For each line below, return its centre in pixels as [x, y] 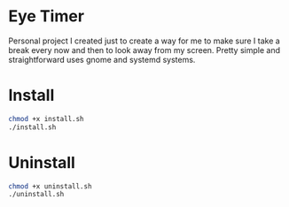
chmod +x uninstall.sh [50, 186]
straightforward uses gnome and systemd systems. [102, 59]
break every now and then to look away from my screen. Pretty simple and [144, 50]
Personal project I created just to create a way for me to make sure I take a [144, 41]
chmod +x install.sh [47, 119]
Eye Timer [47, 16]
